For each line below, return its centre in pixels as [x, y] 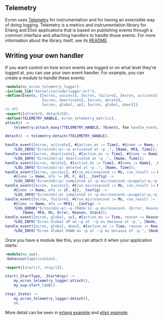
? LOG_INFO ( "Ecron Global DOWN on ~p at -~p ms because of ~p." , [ [82, 231]
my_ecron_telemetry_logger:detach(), [52, 299]
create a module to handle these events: [45, 78]
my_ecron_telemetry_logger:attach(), [52, 281]
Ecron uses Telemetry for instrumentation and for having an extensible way [80, 19]
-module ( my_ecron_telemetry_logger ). [43, 87]
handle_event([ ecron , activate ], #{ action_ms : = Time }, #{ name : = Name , [80, 145]
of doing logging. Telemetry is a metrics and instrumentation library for [76, 25]
